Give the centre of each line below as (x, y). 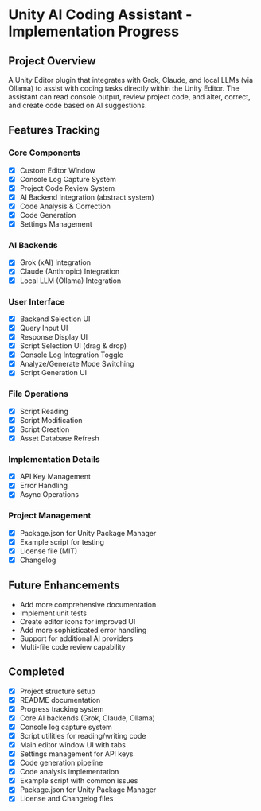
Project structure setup (57, 691)
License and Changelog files (66, 799)
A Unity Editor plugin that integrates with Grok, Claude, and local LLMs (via (130, 80)
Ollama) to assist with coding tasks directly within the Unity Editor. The (124, 88)
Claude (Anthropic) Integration (70, 271)
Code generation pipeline (61, 763)
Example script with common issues (79, 781)
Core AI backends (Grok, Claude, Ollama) (87, 718)
